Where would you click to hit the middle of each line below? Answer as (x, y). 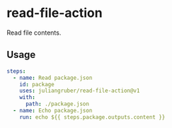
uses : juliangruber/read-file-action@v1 (80, 91)
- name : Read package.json (53, 78)
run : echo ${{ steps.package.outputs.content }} (92, 117)
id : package (37, 84)
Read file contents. (34, 33)
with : (28, 98)
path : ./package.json (57, 104)
